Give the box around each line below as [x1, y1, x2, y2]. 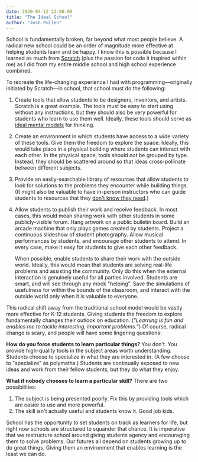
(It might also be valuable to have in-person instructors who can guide [14, 188, 186, 196]
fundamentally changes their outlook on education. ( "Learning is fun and [6, 317, 184, 324]
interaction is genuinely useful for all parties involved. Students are [14, 274, 177, 281]
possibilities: [6, 383, 37, 391]
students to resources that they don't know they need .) [14, 194, 149, 201]
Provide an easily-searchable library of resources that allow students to [14, 175, 189, 183]
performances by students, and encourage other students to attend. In [14, 237, 187, 245]
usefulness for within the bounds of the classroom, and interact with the [14, 287, 190, 294]
